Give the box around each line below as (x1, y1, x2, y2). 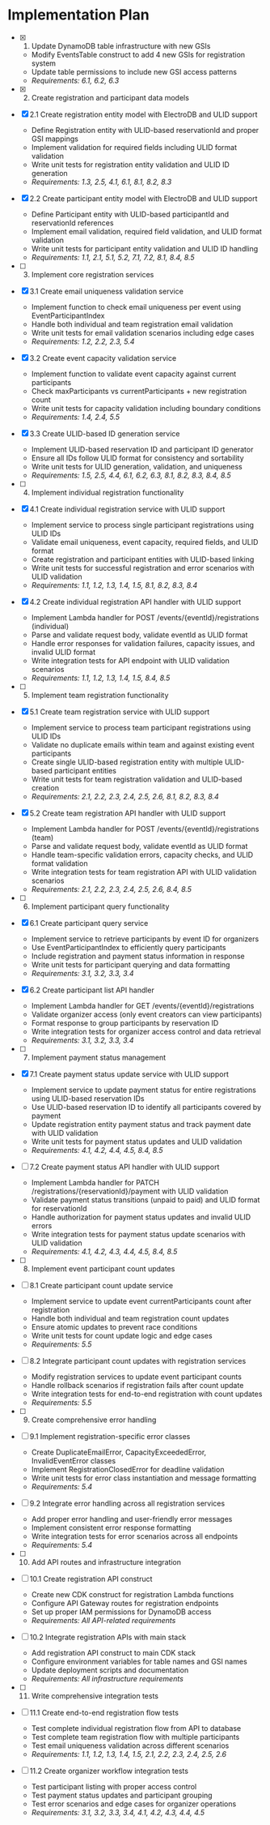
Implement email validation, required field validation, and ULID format (31, 226, 262, 236)
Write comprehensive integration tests (31, 1690, 159, 1700)
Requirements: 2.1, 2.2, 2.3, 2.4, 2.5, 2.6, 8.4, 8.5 (31, 884, 192, 893)
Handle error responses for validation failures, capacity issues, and (31, 638, 255, 648)
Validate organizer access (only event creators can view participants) (31, 1009, 263, 1019)
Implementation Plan (7, 6, 150, 24)
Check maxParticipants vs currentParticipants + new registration (31, 386, 247, 396)
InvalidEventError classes (31, 1455, 116, 1465)
